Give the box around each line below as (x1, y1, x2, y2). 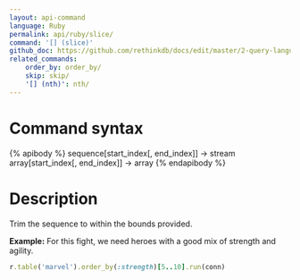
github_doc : (9, 47, 54, 55)
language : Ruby (9, 21, 66, 30)
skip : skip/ (25, 72, 70, 81)
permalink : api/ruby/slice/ (9, 30, 114, 38)
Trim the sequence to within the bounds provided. (9, 218, 193, 229)
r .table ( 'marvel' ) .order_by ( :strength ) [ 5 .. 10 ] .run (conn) (9, 262, 226, 271)
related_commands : (9, 55, 78, 64)
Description (9, 189, 98, 208)
